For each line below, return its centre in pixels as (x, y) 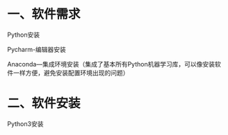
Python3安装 (25, 124)
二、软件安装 (44, 103)
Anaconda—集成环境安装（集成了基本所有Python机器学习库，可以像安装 (111, 64)
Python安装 (24, 35)
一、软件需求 (44, 14)
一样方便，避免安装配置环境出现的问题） (71, 73)
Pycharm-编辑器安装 (36, 49)
